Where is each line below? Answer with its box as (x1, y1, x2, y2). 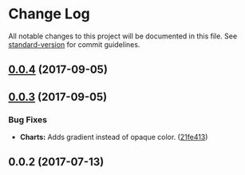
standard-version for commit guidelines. (8, 39, 140, 49)
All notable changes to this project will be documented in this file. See (8, 31, 238, 41)
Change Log (8, 5, 90, 23)
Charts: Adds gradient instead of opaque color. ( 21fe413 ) (19, 133, 208, 142)
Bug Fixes (8, 113, 48, 125)
